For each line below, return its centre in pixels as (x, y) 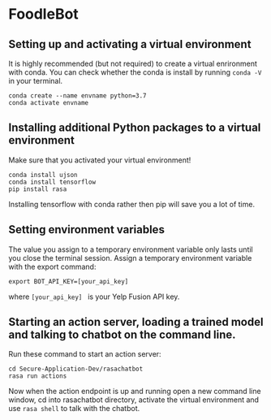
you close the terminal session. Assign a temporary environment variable (130, 258)
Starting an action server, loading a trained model (136, 322)
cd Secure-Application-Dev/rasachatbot (76, 369)
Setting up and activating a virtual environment (130, 44)
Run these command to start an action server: (85, 354)
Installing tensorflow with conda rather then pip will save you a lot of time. (132, 204)
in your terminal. (36, 81)
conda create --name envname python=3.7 (78, 96)
